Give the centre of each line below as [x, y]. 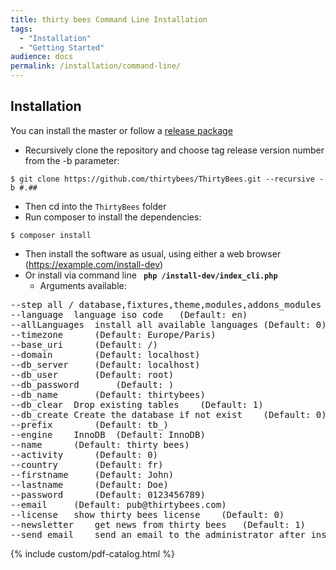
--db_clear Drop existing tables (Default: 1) [137, 404]
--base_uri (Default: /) [84, 344]
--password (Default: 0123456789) [108, 494]
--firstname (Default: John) [92, 474]
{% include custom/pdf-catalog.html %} [92, 553]
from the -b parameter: [72, 160]
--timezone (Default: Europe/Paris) [113, 334]
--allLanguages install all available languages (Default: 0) [168, 324]
